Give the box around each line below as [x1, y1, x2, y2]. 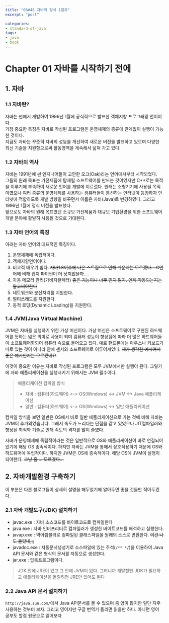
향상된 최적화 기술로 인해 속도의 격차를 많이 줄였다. [5, 426, 105, 433]
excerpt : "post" [5, 12, 39, 17]
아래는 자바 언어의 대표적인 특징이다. [5, 241, 76, 247]
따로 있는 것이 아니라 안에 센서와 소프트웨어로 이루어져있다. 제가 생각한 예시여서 [5, 346, 161, 352]
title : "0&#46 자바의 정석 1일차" [5, 7, 70, 13]
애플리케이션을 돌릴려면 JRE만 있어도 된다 [23, 574, 105, 580]
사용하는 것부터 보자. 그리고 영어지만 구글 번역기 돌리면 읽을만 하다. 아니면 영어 [5, 606, 159, 612]
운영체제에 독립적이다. [12, 252, 56, 258]
